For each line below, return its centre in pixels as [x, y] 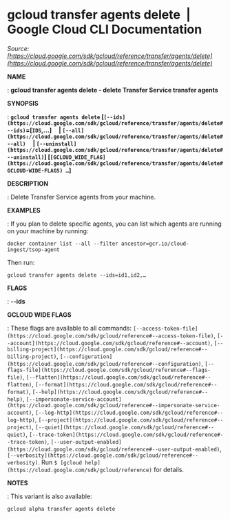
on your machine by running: [48, 231]
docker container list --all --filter [63, 244]
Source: [18, 48]
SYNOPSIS [23, 103]
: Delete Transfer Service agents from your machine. [82, 197]
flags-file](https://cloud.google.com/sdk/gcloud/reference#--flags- [109, 370]
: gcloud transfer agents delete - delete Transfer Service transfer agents [113, 90]
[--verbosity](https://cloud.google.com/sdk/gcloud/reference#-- [103, 456]
